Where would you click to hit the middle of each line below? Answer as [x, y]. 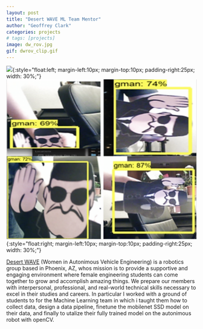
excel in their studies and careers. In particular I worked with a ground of [97, 294]
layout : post [23, 13]
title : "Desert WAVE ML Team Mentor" [54, 19]
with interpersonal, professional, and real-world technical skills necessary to [101, 288]
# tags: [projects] [31, 38]
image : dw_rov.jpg [29, 45]
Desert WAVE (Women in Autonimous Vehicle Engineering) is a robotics [95, 262]
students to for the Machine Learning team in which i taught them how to [97, 301]
